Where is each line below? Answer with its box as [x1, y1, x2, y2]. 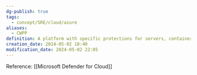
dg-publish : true [6, 8, 49, 15]
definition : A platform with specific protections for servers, [6, 36, 167, 42]
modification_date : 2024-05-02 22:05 [6, 47, 98, 53]
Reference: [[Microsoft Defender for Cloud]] [6, 63, 113, 70]
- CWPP [11, 30, 28, 36]
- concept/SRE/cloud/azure [11, 19, 77, 25]
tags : [6, 14, 19, 20]
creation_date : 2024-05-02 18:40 [6, 42, 88, 47]
